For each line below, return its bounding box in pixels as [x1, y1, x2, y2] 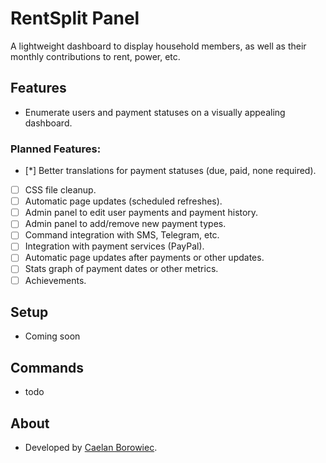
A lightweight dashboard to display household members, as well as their [10, 40, 307, 52]
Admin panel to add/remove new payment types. [24, 218, 227, 230]
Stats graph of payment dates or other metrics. [24, 263, 219, 275]
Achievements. [24, 274, 87, 286]
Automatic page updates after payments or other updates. [24, 252, 265, 264]
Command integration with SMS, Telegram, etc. [24, 229, 220, 241]
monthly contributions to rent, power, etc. [10, 50, 181, 62]
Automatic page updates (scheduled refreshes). [24, 195, 223, 207]
